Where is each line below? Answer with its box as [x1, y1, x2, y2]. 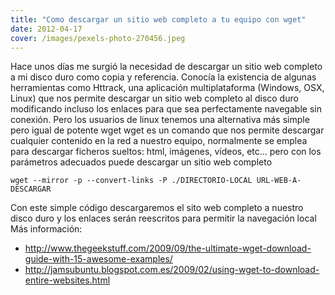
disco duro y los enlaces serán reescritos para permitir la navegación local [10, 212, 317, 225]
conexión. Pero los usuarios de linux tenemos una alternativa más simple [10, 114, 310, 126]
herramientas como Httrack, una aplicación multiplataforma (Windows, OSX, [10, 82, 325, 94]
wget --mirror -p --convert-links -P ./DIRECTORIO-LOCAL [10, 176, 253, 186]
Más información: [10, 223, 83, 235]
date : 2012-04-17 [10, 24, 83, 34]
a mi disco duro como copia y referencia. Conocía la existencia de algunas [10, 71, 317, 83]
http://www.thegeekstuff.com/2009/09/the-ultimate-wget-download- [24, 242, 312, 255]
